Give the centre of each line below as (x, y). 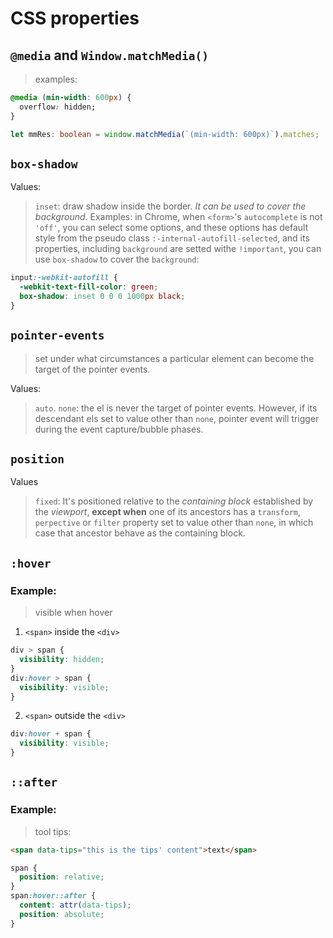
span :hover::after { (53, 896)
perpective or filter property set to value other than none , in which (174, 523)
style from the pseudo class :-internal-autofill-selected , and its (172, 238)
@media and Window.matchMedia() (110, 55)
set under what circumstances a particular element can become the (174, 358)
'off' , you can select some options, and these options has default (171, 228)
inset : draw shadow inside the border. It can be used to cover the (170, 206)
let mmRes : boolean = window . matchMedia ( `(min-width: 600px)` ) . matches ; (165, 134)
